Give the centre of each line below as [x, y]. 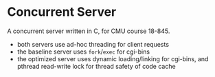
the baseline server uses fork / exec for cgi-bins [83, 52]
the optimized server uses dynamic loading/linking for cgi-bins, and [113, 58]
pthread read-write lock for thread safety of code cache [97, 66]
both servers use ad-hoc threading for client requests [93, 44]
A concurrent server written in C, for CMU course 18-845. [89, 31]
